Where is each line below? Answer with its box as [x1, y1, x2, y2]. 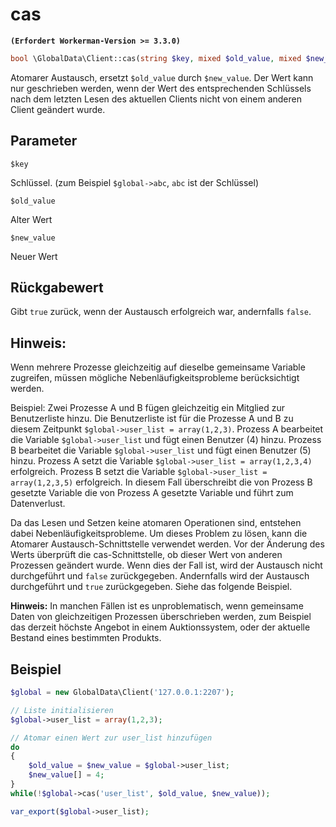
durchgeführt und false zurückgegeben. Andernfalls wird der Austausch [10, 570, 310, 582]
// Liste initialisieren [10, 705, 114, 715]
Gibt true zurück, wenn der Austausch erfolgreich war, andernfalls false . [10, 306, 312, 318]
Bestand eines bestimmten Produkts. [10, 632, 162, 644]
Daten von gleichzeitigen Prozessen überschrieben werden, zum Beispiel [10, 611, 312, 623]
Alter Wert [10, 213, 53, 225]
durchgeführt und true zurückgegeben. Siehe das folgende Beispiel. [10, 581, 293, 593]
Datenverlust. [10, 498, 66, 510]
